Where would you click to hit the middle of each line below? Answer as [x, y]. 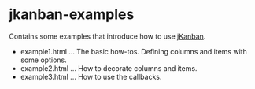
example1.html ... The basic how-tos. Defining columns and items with [133, 51]
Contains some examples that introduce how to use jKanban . [107, 36]
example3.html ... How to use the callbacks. [91, 76]
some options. [43, 60]
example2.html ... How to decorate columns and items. [109, 68]
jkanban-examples [72, 15]
